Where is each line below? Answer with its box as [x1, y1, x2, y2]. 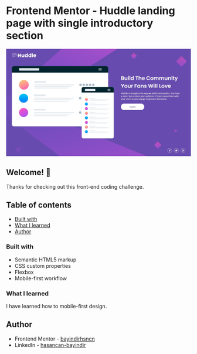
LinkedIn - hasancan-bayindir [14, 341, 86, 348]
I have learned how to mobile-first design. [6, 303, 107, 309]
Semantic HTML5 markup [14, 256, 77, 263]
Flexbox [14, 268, 34, 275]
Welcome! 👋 [6, 168, 51, 178]
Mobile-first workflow [14, 274, 67, 282]
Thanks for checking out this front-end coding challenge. [6, 183, 144, 190]
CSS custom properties [14, 262, 72, 269]
